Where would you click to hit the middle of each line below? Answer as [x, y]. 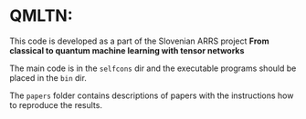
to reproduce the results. [56, 104]
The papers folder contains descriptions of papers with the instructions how [152, 95]
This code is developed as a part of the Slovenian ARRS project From [139, 41]
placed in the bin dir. [48, 77]
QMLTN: [41, 16]
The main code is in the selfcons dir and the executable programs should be [153, 68]
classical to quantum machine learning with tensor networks [127, 50]
